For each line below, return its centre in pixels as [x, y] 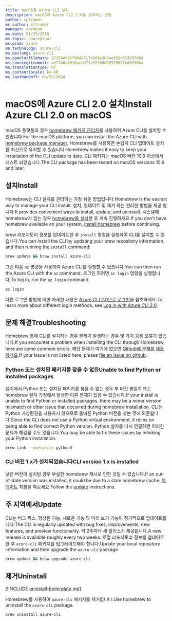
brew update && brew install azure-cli [48, 256]
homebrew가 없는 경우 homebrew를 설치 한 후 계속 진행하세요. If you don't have [86, 218]
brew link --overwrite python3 [39, 448]
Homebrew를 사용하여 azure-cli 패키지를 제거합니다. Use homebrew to [78, 599]
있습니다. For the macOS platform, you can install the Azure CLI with [76, 136]
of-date [13, 480]
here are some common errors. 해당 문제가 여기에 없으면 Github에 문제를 [80, 349]
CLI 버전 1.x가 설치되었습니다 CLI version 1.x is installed [72, 462]
